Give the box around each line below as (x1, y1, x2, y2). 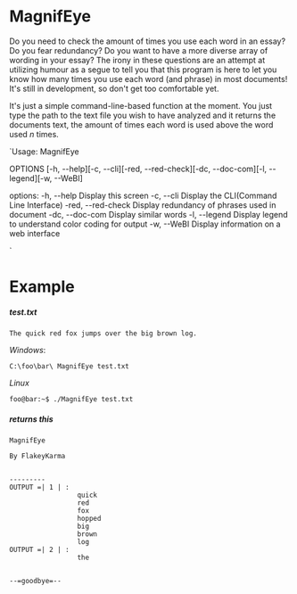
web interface (9, 227, 61, 238)
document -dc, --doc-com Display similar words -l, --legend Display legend (9, 209, 288, 219)
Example (9, 276, 75, 297)
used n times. (9, 128, 60, 139)
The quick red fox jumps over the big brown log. (9, 329, 198, 338)
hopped (77, 515, 102, 524)
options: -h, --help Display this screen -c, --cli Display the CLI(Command (9, 190, 277, 201)
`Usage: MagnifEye (9, 145, 80, 157)
